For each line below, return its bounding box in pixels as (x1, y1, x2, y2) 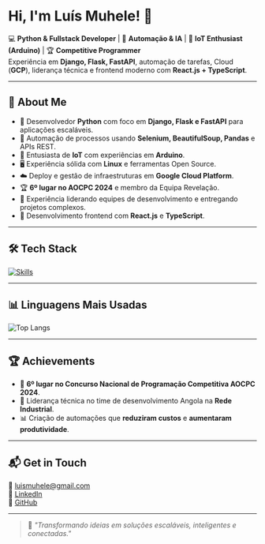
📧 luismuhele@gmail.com (8, 481, 91, 490)
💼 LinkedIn (8, 490, 43, 498)
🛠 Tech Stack (8, 242, 77, 256)
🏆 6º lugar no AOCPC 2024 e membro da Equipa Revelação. (19, 182, 220, 192)
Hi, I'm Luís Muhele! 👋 (8, 7, 153, 25)
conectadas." (27, 529, 72, 538)
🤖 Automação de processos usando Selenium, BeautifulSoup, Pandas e (19, 133, 256, 143)
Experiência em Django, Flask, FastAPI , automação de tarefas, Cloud (8, 57, 234, 66)
